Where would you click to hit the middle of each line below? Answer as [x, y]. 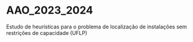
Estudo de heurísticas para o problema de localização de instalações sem [96, 27]
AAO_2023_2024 [50, 10]
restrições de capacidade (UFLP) [47, 33]
